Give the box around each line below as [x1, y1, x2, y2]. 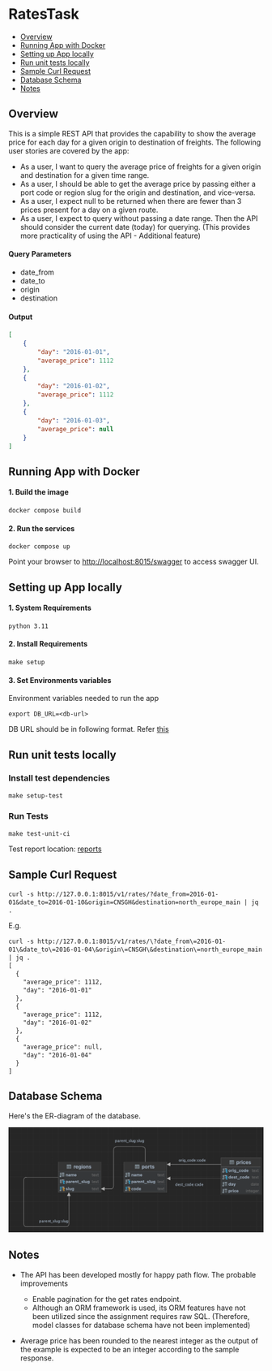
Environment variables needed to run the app [8, 694, 159, 703]
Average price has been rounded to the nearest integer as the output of [19, 1335, 259, 1345]
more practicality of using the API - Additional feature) [19, 231, 201, 240]
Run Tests [8, 810, 49, 821]
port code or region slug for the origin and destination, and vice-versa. [19, 188, 256, 197]
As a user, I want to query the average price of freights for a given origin [19, 162, 261, 171]
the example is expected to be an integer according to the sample [19, 1344, 240, 1354]
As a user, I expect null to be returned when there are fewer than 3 [19, 196, 242, 205]
